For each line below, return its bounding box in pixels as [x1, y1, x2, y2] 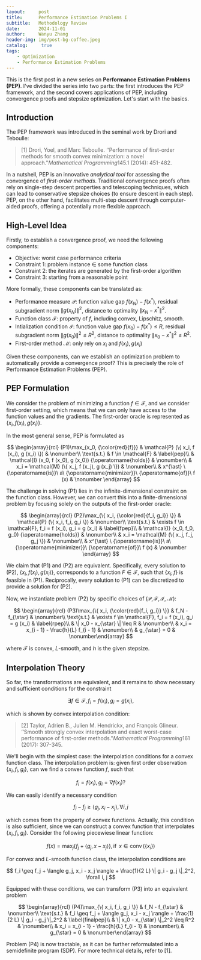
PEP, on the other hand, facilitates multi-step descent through [6, 196, 159, 204]
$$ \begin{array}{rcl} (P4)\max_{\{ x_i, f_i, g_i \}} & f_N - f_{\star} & [18, 903, 184, 910]
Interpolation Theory [6, 662, 85, 673]
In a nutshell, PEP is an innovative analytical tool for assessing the [6, 171, 170, 178]
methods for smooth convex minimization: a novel [20, 153, 144, 160]
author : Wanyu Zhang [6, 31, 68, 37]
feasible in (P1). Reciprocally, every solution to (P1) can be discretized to [6, 576, 184, 584]
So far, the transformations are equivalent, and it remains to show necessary [6, 678, 195, 685]
